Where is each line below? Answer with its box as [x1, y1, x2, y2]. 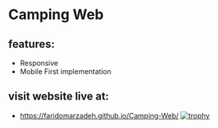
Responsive [19, 58, 58, 68]
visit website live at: [8, 90, 110, 103]
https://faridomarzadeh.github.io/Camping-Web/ [19, 111, 179, 120]
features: [8, 37, 55, 51]
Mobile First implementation [19, 67, 111, 76]
